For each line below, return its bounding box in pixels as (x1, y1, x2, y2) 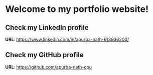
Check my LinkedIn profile (5, 23, 89, 32)
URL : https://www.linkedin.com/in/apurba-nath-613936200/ (5, 36, 129, 42)
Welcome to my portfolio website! (5, 3, 149, 15)
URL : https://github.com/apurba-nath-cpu (5, 64, 92, 70)
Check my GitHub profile (5, 51, 84, 59)
